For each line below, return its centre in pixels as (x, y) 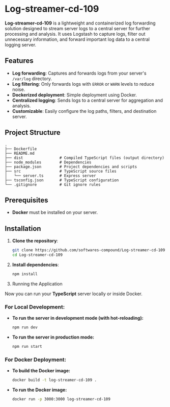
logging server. (21, 44)
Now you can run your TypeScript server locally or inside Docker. (74, 294)
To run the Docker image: (39, 390)
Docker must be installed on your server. (55, 212)
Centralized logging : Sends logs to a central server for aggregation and (88, 100)
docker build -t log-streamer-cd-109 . (54, 380)
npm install (25, 274)
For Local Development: (35, 307)
